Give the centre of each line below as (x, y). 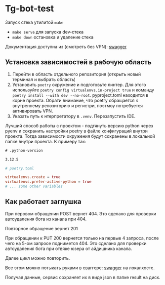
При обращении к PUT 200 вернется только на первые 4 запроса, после (82, 238)
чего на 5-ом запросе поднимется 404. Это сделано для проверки (76, 243)
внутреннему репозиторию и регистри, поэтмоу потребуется (78, 105)
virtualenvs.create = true (33, 177)
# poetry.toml (20, 168)
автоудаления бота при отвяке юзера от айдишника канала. (69, 248)
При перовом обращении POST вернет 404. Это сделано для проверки (81, 213)
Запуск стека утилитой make (34, 22)
